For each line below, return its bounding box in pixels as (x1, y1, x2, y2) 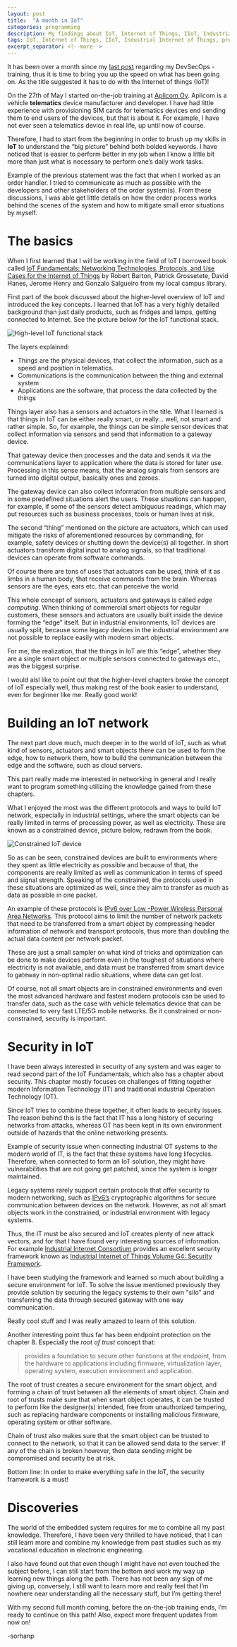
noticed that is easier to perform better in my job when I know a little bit (7, 150, 215, 158)
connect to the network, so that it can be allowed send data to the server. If (7, 1439, 226, 1447)
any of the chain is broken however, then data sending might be (7, 1446, 193, 1454)
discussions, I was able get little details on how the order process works (7, 193, 217, 202)
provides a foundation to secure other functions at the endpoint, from (24, 1351, 226, 1360)
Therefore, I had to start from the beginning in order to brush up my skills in (7, 135, 226, 143)
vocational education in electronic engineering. (7, 1545, 145, 1554)
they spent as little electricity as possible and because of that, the (7, 860, 199, 869)
